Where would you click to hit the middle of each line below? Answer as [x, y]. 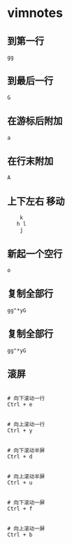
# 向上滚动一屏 [26, 528]
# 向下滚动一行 [26, 398]
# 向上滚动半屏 [26, 476]
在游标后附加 [35, 121]
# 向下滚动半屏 [26, 450]
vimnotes [35, 13]
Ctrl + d [20, 456]
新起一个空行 [35, 253]
